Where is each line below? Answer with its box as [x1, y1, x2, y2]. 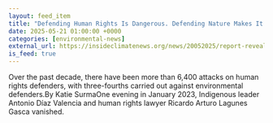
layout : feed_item [8, 11, 71, 20]
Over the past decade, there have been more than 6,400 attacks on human [8, 72, 259, 81]
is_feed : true [8, 50, 57, 58]
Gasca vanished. [8, 107, 65, 116]
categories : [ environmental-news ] [8, 34, 126, 43]
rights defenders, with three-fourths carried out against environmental [8, 81, 244, 90]
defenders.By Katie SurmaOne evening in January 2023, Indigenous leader [8, 90, 260, 99]
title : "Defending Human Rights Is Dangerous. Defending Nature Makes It [8, 20, 264, 28]
